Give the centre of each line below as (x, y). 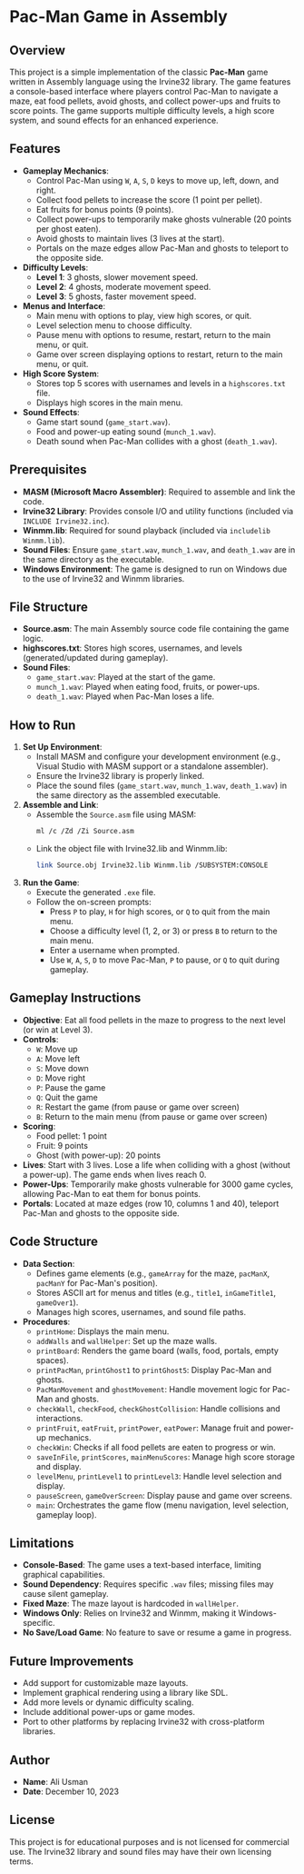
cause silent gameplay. (65, 1594)
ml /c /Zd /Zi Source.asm (85, 832)
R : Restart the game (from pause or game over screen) (138, 1107)
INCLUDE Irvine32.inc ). (66, 521)
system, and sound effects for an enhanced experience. (114, 120)
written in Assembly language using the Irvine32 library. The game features (150, 82)
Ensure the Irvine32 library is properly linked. (120, 776)
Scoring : (39, 1126)
